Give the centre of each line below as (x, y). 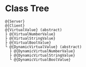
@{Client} (15, 25)
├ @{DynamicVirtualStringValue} (43, 55)
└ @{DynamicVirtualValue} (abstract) (43, 47)
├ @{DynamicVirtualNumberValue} (43, 51)
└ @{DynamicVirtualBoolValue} (40, 59)
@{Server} (15, 21)
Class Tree (27, 8)
